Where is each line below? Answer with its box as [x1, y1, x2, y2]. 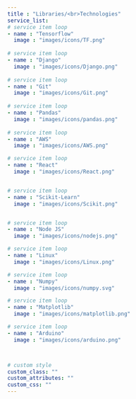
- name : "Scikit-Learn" [7, 193, 80, 201]
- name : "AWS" [7, 135, 52, 142]
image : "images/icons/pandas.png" [13, 116, 118, 123]
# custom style [7, 361, 52, 369]
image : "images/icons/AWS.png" [13, 142, 109, 150]
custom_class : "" [7, 368, 58, 376]
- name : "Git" [7, 83, 52, 90]
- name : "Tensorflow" [7, 30, 74, 38]
